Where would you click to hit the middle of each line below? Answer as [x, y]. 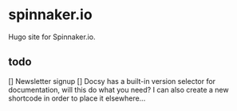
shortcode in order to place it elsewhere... [77, 98]
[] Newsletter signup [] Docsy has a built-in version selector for [112, 81]
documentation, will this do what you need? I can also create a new [118, 89]
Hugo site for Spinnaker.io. [52, 37]
